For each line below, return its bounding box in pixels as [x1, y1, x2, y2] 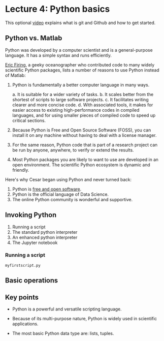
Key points [5, 293, 39, 301]
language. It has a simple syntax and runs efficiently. [5, 52, 112, 58]
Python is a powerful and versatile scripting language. [12, 306, 122, 312]
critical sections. [12, 117, 46, 124]
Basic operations [5, 277, 58, 285]
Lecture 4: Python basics [5, 3, 110, 15]
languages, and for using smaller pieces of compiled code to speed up [12, 112, 156, 118]
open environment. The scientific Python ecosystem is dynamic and [12, 161, 150, 168]
